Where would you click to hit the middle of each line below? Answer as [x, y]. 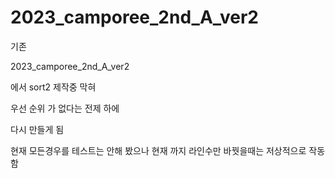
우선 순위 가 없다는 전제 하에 [65, 108]
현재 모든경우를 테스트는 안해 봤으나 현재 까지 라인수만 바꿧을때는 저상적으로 [158, 150]
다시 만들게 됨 [37, 129]
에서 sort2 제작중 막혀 [53, 87]
